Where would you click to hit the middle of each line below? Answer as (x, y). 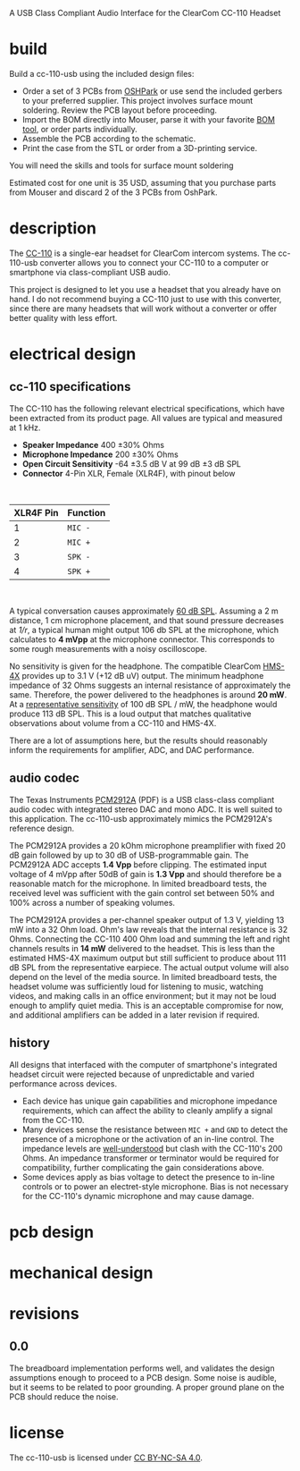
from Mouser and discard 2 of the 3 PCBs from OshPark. (113, 192)
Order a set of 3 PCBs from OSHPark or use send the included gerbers (152, 91)
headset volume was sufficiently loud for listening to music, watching (136, 986)
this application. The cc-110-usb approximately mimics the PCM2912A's (141, 818)
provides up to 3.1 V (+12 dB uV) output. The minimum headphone (143, 675)
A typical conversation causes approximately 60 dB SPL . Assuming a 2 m (144, 611)
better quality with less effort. (63, 317)
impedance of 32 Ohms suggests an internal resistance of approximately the (150, 685)
